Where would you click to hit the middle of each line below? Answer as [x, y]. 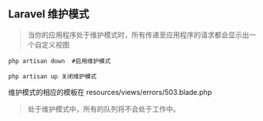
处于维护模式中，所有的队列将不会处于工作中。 [103, 108]
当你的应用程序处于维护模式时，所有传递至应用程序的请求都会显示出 [138, 35]
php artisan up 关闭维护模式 [53, 76]
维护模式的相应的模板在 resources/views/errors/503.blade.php [110, 92]
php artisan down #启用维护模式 [60, 61]
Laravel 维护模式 [49, 14]
